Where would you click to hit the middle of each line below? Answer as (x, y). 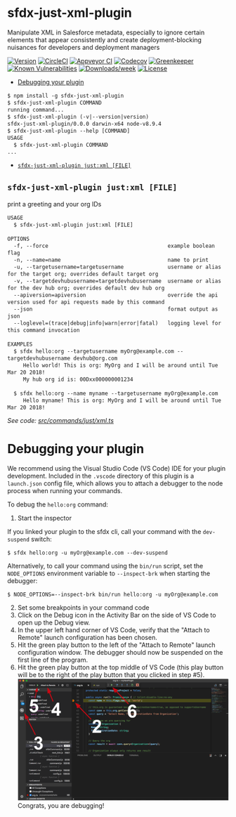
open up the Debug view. (54, 622)
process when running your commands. (65, 490)
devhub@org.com (96, 358)
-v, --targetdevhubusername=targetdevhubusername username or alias (117, 281)
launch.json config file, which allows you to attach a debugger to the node (115, 483)
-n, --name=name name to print (111, 260)
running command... (36, 110)
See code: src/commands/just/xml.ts (61, 420)
